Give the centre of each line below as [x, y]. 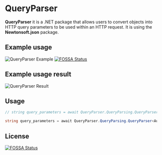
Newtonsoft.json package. [32, 32]
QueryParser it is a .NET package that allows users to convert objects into [79, 22]
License [17, 136]
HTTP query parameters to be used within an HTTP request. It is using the [79, 27]
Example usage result [38, 74]
